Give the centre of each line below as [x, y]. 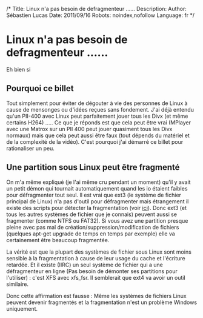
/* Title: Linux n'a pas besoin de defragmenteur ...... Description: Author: [96, 9]
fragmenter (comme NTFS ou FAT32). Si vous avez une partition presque [97, 220]
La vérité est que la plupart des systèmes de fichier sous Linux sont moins [99, 252]
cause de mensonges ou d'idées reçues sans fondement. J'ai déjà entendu [100, 109]
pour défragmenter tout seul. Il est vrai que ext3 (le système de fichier [94, 195]
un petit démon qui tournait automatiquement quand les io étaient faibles [97, 188]
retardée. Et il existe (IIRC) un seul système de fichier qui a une [85, 265]
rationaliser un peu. [30, 148]
